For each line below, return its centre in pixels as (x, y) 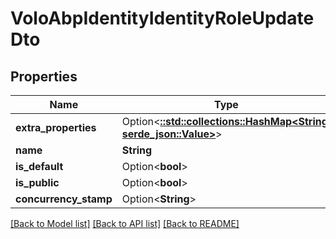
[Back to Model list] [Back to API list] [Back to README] (125, 223)
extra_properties (56, 127)
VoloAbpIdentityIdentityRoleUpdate (162, 18)
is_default (39, 166)
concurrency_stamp (64, 199)
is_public (37, 182)
